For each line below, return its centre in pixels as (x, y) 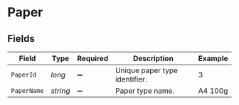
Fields (21, 39)
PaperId (24, 75)
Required (93, 59)
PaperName (27, 90)
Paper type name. (145, 91)
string (60, 91)
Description (153, 59)
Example (213, 59)
